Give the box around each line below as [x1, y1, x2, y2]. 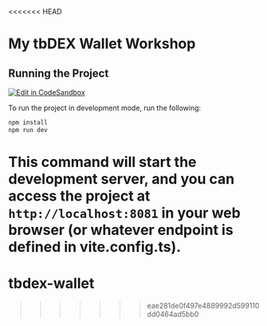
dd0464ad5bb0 [147, 309, 199, 319]
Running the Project [8, 66, 109, 80]
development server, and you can [8, 169, 235, 188]
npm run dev [8, 125, 48, 134]
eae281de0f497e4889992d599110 [147, 300, 260, 310]
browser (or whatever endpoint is [8, 221, 234, 239]
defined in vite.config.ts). [8, 237, 182, 256]
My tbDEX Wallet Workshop [8, 35, 196, 53]
